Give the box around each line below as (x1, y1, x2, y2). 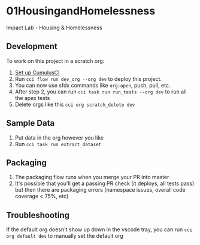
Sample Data (6, 118, 55, 128)
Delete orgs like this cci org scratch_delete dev (14, 101, 135, 108)
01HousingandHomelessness (6, 4, 156, 18)
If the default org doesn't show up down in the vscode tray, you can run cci (6, 226, 193, 233)
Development (6, 41, 58, 52)
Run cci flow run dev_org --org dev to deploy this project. (14, 75, 162, 82)
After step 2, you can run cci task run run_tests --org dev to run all (14, 88, 187, 95)
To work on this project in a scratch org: (6, 57, 105, 64)
